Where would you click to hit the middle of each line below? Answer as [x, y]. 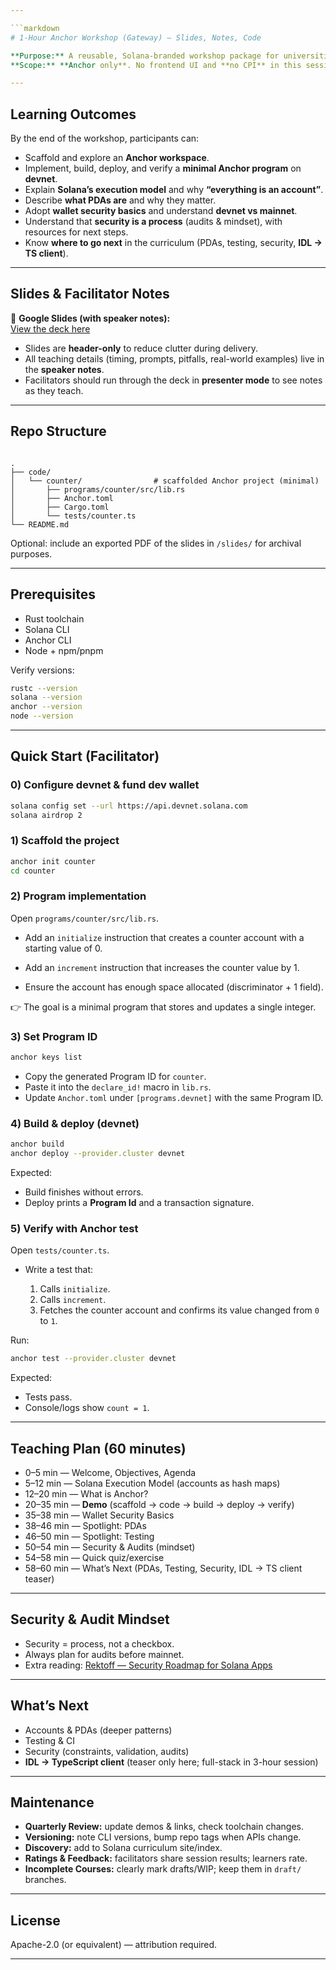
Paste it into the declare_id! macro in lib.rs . [118, 1087]
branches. [45, 1880]
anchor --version [46, 707]
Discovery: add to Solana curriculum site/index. [123, 1848]
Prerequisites [53, 594]
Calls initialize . [75, 1289]
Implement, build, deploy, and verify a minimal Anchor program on [163, 168]
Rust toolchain [54, 618]
